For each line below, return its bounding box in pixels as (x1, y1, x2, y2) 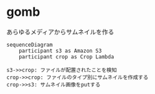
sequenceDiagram (6, 41, 53, 48)
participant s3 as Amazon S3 (19, 47, 102, 54)
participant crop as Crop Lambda (19, 53, 115, 60)
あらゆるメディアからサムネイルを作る (6, 27, 115, 36)
